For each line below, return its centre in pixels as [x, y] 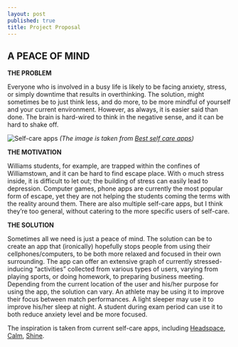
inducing [20, 269]
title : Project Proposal [44, 27]
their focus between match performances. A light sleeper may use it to [111, 299]
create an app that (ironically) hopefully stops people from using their [109, 247]
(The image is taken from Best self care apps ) [126, 139]
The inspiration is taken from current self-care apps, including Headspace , [117, 329]
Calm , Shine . [26, 336]
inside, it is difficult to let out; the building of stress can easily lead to [108, 181]
